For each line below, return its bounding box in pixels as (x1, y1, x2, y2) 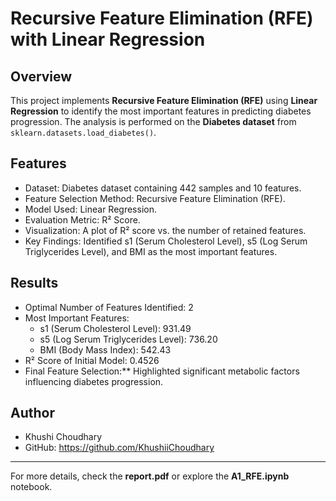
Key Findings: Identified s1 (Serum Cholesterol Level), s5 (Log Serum (24, 235, 308, 247)
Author (10, 405, 55, 422)
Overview (10, 68, 73, 85)
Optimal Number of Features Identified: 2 (24, 301, 194, 313)
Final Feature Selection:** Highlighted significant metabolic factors (24, 365, 300, 377)
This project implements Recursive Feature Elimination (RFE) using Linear (10, 95, 318, 106)
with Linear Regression (10, 28, 206, 51)
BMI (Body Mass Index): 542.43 (39, 343, 172, 356)
